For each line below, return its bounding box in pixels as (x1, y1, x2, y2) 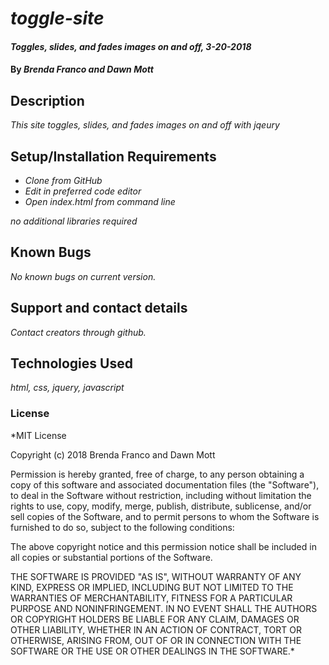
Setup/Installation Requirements (10, 148, 217, 165)
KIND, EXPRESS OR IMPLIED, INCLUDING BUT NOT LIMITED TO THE (10, 581, 294, 593)
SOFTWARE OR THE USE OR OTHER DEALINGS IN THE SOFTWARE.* (10, 645, 295, 657)
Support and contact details (10, 300, 188, 317)
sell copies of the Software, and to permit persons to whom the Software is (10, 510, 320, 522)
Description (10, 92, 85, 109)
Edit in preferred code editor (24, 185, 142, 197)
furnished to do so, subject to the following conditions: (10, 521, 235, 533)
